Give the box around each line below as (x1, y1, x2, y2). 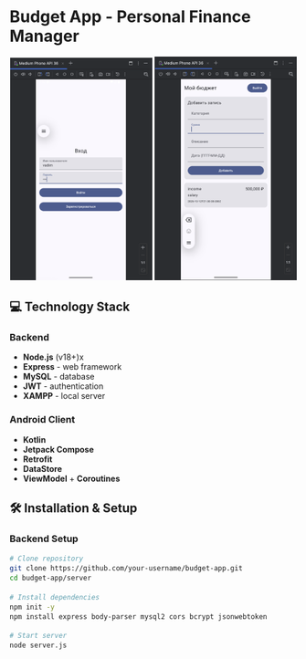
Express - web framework (22, 361, 122, 372)
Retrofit (22, 454, 53, 465)
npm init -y (9, 602, 55, 612)
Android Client (9, 413, 76, 426)
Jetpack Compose (22, 444, 94, 455)
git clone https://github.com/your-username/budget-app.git (9, 564, 244, 573)
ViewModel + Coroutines (22, 473, 121, 484)
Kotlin (22, 434, 47, 445)
